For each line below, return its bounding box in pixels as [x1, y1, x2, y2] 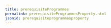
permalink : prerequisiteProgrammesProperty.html [5, 11, 107, 16]
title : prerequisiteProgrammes [5, 7, 69, 12]
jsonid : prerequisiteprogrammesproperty [5, 16, 89, 20]
